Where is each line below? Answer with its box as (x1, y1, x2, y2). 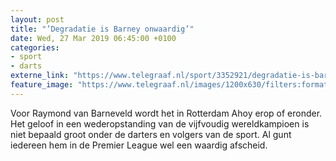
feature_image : (10, 80, 74, 90)
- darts (10, 61, 43, 71)
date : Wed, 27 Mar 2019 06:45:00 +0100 (10, 33, 177, 43)
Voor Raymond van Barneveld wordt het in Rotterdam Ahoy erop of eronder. (10, 107, 323, 119)
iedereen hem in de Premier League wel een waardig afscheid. (10, 139, 268, 151)
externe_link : (10, 71, 70, 81)
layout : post (10, 14, 65, 25)
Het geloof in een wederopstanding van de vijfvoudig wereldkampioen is (10, 117, 310, 130)
